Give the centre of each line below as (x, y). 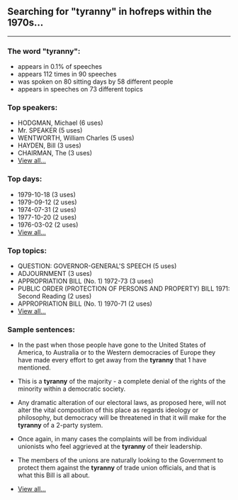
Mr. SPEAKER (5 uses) (50, 130)
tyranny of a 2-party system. (60, 426)
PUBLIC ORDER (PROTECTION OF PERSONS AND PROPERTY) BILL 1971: (124, 289)
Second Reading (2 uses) (55, 296)
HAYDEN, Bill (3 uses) (49, 145)
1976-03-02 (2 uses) (48, 224)
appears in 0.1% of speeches (60, 67)
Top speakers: (33, 108)
